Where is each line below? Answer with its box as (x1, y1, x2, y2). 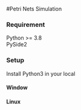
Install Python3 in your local (6, 70, 76, 77)
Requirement (6, 20, 45, 29)
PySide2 (6, 41, 27, 48)
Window (6, 84, 28, 91)
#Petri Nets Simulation (6, 5, 62, 12)
